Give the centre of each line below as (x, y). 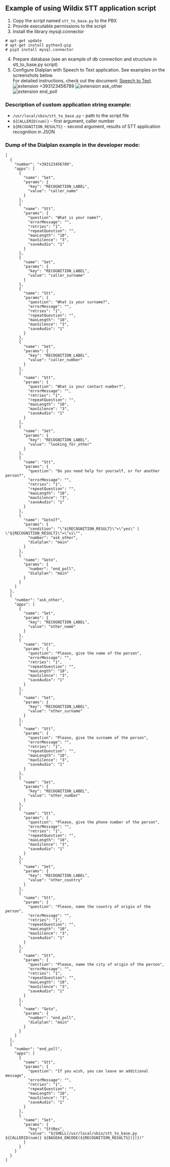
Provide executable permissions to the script (59, 26)
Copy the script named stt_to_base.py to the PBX (65, 20)
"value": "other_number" (54, 796)
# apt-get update (24, 41)
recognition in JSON (34, 132)
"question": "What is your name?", (65, 218)
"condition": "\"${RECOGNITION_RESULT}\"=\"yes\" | (83, 529)
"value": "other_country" (55, 880)
